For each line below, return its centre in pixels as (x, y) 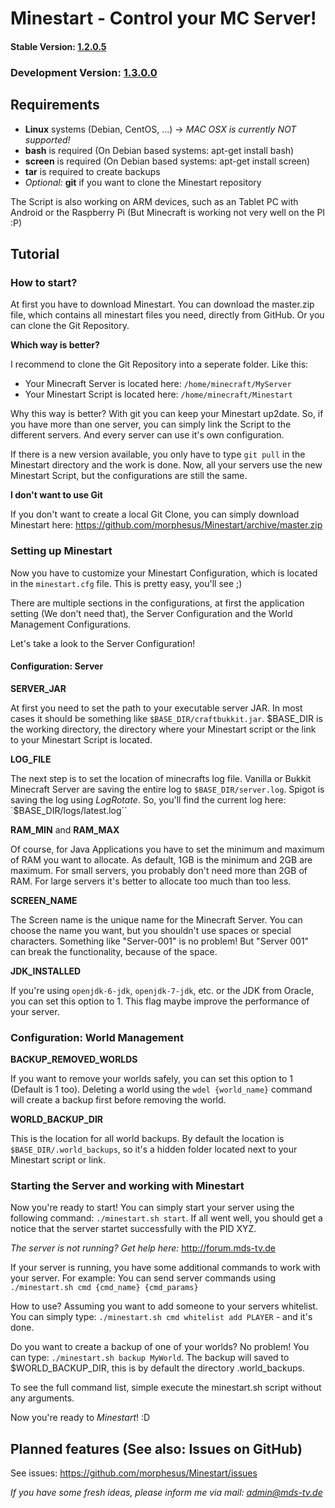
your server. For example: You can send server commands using (143, 1278)
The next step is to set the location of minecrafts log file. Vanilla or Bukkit (161, 778)
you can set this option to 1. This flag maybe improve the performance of (160, 1001)
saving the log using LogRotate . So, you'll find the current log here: (148, 799)
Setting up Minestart (61, 551)
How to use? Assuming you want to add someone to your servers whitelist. (164, 1306)
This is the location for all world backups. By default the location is (147, 1138)
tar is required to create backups (92, 171)
